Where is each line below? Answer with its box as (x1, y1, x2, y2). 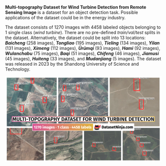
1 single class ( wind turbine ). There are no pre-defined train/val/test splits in (5, 30, 161, 35)
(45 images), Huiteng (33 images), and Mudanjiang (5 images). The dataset (5, 56, 162, 61)
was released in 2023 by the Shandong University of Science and (5, 61, 139, 67)
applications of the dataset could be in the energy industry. (5, 15, 126, 20)
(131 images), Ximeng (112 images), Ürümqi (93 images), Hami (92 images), (5, 45, 161, 51)
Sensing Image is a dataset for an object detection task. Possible (5, 9, 138, 15)
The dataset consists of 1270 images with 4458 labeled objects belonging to (5, 24, 161, 30)
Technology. (5, 66, 31, 72)
